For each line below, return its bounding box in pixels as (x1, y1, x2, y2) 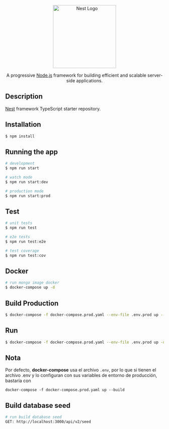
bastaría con (5, 378, 31, 384)
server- (147, 72, 163, 78)
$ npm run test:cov (5, 253, 46, 258)
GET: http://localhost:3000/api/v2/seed (5, 419, 92, 424)
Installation (5, 120, 41, 129)
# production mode (5, 188, 44, 194)
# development (5, 161, 35, 166)
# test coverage (5, 248, 39, 253)
